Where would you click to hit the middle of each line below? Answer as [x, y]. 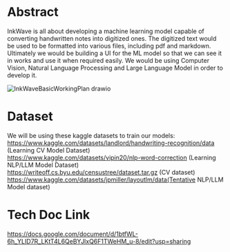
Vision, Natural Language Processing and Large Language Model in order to [115, 68]
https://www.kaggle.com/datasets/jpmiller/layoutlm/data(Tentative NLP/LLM [115, 180]
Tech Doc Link [49, 215]
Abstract [33, 12]
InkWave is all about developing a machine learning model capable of [106, 31]
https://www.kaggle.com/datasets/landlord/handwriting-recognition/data [111, 143]
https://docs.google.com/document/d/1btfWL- [73, 234]
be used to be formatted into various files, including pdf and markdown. [109, 46]
